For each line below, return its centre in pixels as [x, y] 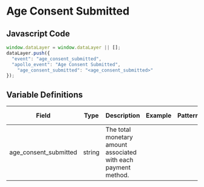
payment [118, 168]
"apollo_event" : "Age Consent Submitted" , [66, 64]
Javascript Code [38, 34]
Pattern [188, 115]
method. [117, 175]
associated [121, 152]
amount [116, 145]
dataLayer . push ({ [28, 53]
